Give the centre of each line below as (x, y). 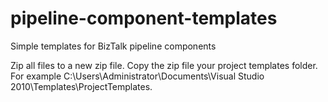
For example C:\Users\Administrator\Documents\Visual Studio (137, 76)
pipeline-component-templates (144, 18)
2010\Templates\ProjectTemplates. (81, 86)
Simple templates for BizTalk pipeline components (113, 46)
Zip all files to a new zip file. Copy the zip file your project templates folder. (164, 65)
